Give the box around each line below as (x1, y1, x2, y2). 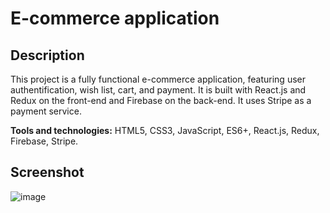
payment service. (10, 105, 82, 117)
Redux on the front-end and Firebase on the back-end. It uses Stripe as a (10, 95, 312, 106)
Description (10, 47, 85, 64)
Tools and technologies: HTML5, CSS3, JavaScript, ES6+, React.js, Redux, (10, 125, 320, 136)
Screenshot (10, 164, 85, 181)
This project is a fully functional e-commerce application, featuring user (10, 73, 306, 85)
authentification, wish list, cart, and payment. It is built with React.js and (10, 84, 307, 96)
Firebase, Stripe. (10, 135, 79, 147)
